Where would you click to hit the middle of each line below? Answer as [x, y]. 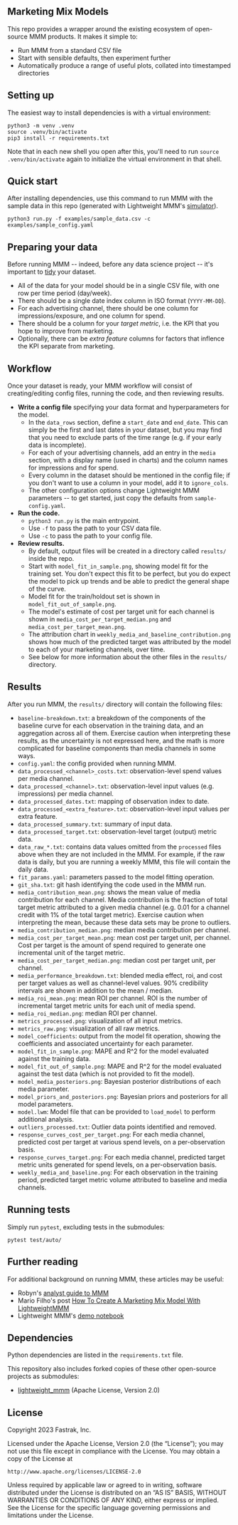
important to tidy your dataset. [52, 272]
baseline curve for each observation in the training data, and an [110, 725]
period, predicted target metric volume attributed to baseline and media [122, 1179]
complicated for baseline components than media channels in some [117, 748]
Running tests [39, 1210]
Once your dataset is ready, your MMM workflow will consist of [100, 386]
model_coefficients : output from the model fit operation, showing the [119, 1035]
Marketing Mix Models [58, 12]
